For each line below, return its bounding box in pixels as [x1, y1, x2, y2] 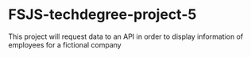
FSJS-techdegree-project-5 [8, 6, 197, 24]
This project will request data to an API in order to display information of [8, 32, 244, 41]
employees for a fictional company [8, 40, 122, 49]
